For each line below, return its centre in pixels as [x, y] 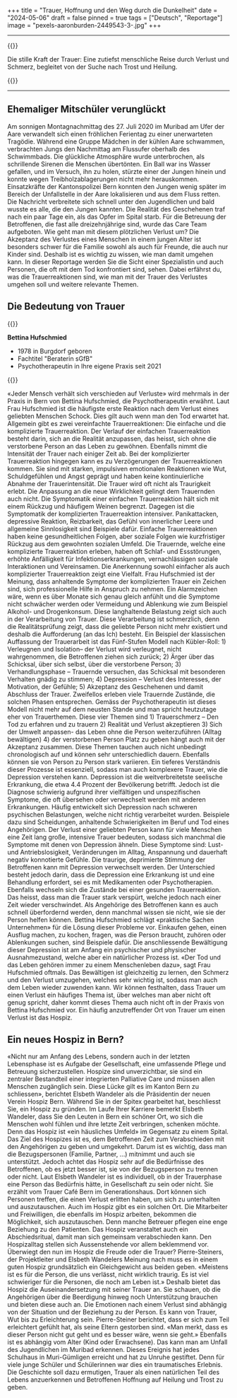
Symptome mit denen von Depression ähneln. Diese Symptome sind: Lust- [115, 844]
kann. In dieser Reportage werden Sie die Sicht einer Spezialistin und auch [116, 262]
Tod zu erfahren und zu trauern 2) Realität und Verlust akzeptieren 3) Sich [115, 724]
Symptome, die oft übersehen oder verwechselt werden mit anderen [107, 799]
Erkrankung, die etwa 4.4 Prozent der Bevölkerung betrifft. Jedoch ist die [114, 784]
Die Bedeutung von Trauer [66, 307]
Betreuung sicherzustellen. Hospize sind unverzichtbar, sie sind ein [105, 1072]
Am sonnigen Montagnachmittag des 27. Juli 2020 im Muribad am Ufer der [116, 126]
